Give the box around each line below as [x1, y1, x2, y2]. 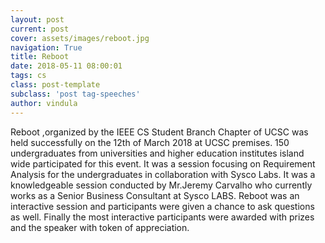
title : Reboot [10, 52, 70, 62]
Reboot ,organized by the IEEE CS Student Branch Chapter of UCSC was [10, 126, 309, 138]
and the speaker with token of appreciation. [10, 221, 190, 233]
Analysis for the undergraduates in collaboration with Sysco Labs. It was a [10, 168, 316, 180]
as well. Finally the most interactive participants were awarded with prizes [10, 211, 315, 223]
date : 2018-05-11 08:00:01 [10, 61, 123, 71]
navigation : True [10, 42, 83, 53]
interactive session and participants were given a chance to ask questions [10, 200, 315, 212]
